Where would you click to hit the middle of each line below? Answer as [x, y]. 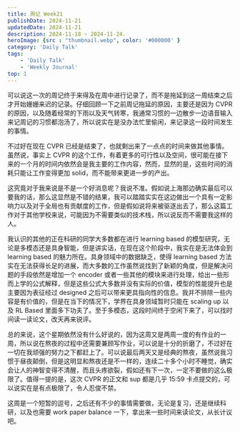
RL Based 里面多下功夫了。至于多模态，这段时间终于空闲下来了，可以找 [121, 310]
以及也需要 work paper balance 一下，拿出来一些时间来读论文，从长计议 [126, 412]
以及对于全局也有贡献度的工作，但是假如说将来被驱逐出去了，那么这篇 [123, 206]
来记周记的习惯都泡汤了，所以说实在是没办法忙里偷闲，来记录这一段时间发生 [120, 121]
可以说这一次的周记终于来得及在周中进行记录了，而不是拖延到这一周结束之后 [120, 95]
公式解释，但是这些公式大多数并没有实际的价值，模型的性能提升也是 [132, 283]
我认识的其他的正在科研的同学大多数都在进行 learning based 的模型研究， [116, 238]
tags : [15, 54]
